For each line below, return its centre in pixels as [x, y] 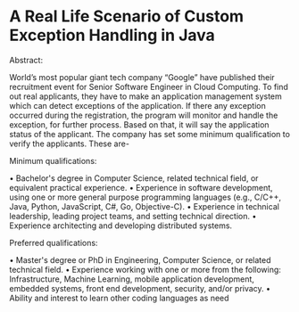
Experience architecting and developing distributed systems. [121, 226]
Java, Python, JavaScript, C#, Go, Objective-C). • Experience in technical [144, 206]
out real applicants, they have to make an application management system [146, 96]
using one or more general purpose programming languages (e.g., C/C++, [145, 197]
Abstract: [26, 60]
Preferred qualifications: [54, 242]
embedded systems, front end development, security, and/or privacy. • [140, 288]
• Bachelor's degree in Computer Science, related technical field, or [134, 178]
